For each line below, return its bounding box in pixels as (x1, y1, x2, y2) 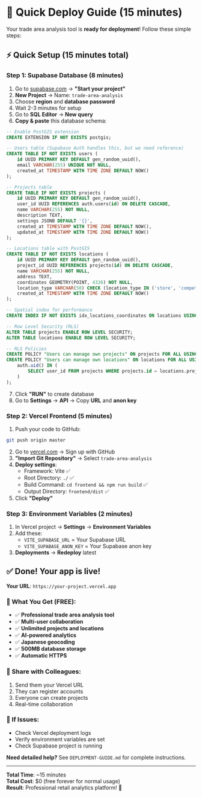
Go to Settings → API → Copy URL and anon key (14, 397, 137, 404)
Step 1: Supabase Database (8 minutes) (6, 71, 124, 80)
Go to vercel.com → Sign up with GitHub (14, 448, 115, 455)
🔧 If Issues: (6, 715, 40, 724)
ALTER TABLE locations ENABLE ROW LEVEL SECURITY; (6, 334, 136, 341)
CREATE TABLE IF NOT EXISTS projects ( (6, 190, 106, 196)
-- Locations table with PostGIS (6, 246, 90, 252)
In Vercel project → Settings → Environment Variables (14, 523, 151, 531)
